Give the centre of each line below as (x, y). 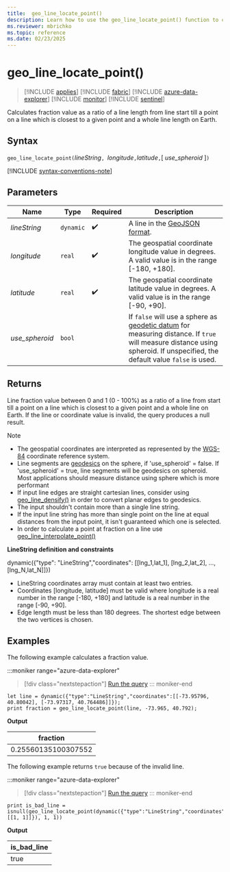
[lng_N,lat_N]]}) (29, 570)
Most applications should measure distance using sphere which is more (118, 477)
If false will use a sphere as (173, 316)
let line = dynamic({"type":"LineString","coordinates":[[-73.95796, (108, 697)
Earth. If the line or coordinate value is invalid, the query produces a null (108, 414)
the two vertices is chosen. (55, 619)
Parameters (33, 192)
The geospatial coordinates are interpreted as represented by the (109, 449)
